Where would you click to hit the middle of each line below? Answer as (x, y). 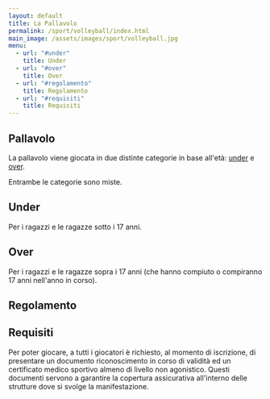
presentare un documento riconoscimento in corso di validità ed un (120, 360)
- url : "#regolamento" (54, 83)
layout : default (35, 16)
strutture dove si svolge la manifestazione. (79, 386)
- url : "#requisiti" (50, 98)
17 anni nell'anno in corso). (53, 280)
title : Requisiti (52, 106)
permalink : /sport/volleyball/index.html (79, 31)
